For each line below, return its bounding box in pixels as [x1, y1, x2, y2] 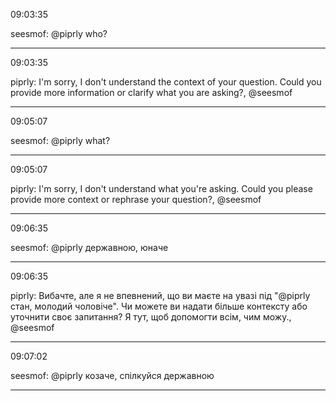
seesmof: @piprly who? [10, 28, 108, 39]
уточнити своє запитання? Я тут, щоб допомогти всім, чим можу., [10, 311, 292, 323]
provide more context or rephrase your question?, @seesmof [10, 194, 262, 205]
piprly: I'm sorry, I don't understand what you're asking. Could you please [10, 183, 313, 194]
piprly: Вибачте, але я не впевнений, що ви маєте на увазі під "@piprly [10, 290, 311, 301]
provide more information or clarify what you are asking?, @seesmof [10, 87, 293, 98]
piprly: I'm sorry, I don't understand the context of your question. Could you [10, 76, 322, 88]
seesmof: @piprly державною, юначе [10, 242, 169, 253]
